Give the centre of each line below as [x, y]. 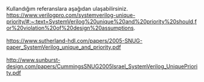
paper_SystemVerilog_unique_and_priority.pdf [64, 47]
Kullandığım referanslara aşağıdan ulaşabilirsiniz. [67, 9]
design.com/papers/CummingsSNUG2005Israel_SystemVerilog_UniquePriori [102, 66]
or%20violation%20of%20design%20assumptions [70, 28]
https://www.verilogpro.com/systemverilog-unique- [71, 15]
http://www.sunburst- [33, 60]
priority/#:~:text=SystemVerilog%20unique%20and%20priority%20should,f [102, 21]
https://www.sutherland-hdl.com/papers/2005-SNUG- [74, 41]
